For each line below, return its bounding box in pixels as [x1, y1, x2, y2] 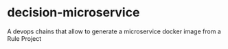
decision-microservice [7, 5, 140, 20]
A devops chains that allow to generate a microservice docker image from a [7, 27, 221, 35]
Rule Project [7, 34, 42, 42]
